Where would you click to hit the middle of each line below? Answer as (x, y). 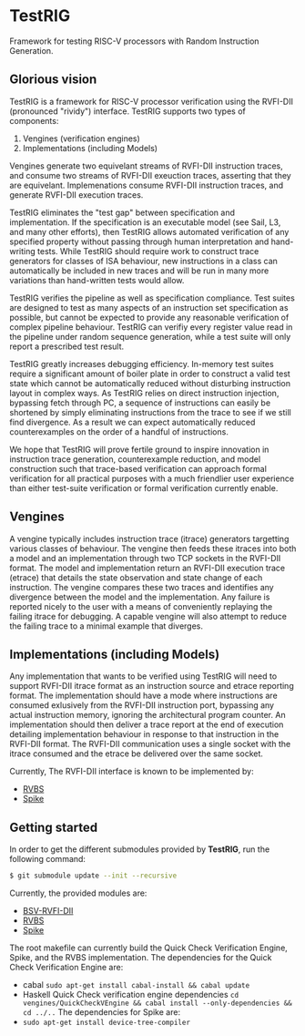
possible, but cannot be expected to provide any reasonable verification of (149, 317)
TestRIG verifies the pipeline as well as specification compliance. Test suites (152, 298)
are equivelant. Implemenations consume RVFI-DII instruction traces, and (147, 185)
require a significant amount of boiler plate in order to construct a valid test (150, 374)
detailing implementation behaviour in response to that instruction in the (144, 734)
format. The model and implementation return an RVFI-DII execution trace (147, 568)
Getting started (54, 827)
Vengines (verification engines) (81, 138)
